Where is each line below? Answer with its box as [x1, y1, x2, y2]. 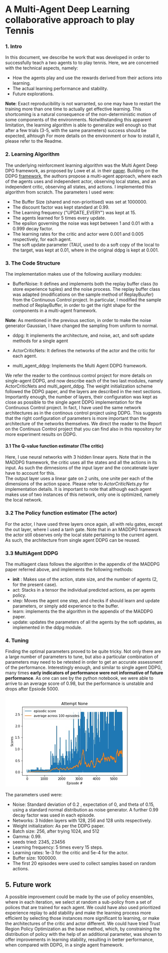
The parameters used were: [5, 792, 63, 798]
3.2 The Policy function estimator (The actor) [5, 510, 117, 517]
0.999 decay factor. [12, 225, 54, 231]
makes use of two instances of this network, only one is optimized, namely [5, 491, 159, 497]
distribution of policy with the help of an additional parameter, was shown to [5, 931, 162, 937]
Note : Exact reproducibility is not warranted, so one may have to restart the [5, 101, 161, 107]
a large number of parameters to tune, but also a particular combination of [5, 654, 159, 660]
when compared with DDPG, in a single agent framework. [5, 941, 124, 948]
